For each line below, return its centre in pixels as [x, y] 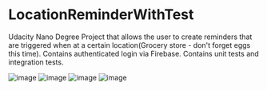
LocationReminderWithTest [101, 15]
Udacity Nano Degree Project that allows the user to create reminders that [130, 37]
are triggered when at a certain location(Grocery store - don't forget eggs [130, 45]
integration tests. [36, 62]
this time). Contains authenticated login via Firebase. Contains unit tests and [134, 53]
